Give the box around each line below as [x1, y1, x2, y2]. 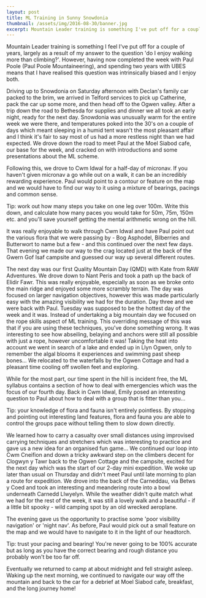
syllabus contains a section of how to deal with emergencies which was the [6, 382, 197, 389]
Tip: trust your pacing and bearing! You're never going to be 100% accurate [6, 540, 197, 548]
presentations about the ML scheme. [6, 153, 99, 160]
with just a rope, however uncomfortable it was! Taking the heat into [6, 337, 178, 344]
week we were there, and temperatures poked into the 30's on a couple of [6, 120, 194, 128]
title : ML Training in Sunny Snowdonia [6, 15, 109, 21]
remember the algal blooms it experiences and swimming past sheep [6, 351, 181, 358]
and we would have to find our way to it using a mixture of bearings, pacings [6, 184, 200, 192]
